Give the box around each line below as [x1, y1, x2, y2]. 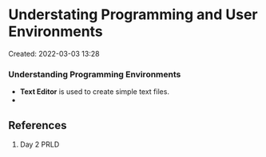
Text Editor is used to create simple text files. [19, 87, 170, 96]
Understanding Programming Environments [8, 69, 181, 80]
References [8, 118, 67, 132]
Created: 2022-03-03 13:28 [8, 49, 100, 58]
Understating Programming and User [8, 6, 258, 24]
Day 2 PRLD [19, 139, 60, 149]
